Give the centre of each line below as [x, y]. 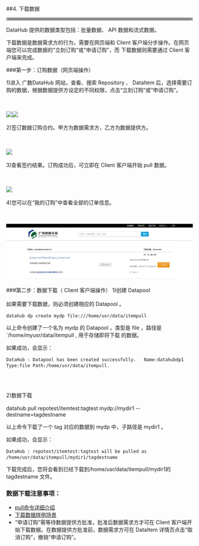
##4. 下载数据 [23, 9]
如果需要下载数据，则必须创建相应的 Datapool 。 [65, 304]
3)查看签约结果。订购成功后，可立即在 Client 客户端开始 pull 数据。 [88, 165]
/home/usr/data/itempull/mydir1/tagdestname [62, 457]
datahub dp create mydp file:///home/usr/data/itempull [76, 316]
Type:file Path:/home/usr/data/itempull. [58, 366]
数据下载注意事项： [33, 494]
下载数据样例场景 [36, 515]
